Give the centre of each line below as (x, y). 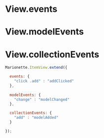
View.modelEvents (45, 32)
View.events (31, 9)
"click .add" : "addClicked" (44, 81)
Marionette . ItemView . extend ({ (36, 68)
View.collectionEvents (52, 54)
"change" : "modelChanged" (42, 99)
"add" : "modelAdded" (36, 118)
